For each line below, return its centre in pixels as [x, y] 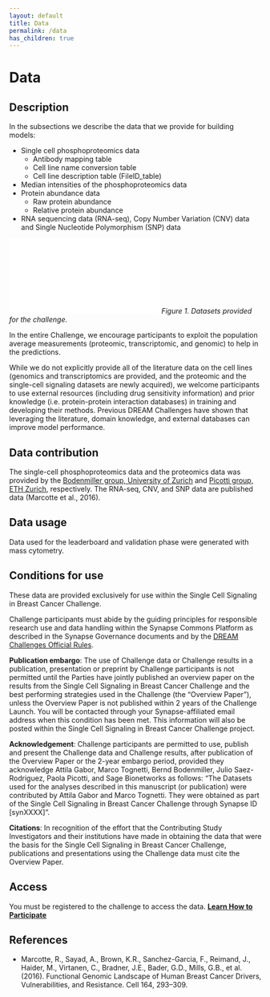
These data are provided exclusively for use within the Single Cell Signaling [133, 595]
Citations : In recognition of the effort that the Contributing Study [116, 828]
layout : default [36, 16]
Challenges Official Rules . [52, 644]
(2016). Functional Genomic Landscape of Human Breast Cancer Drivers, [141, 976]
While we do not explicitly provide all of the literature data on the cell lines [131, 368]
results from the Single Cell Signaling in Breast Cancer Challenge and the [130, 686]
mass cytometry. [37, 550]
